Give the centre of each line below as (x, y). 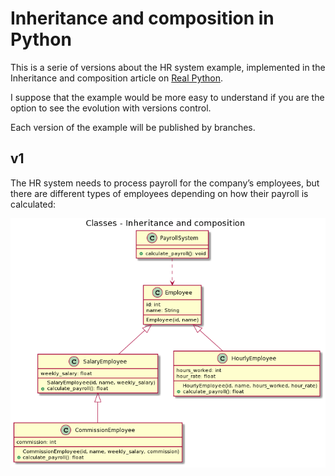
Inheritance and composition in (142, 18)
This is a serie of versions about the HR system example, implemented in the (168, 67)
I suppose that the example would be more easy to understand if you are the (167, 97)
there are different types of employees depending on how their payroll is (159, 193)
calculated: (33, 204)
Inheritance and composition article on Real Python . (117, 78)
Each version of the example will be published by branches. (133, 127)
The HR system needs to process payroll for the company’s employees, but (165, 183)
